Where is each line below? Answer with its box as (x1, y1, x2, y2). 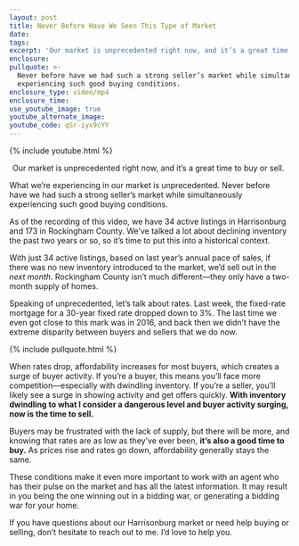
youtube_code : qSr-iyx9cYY (9, 121, 109, 130)
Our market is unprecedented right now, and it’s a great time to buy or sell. (12, 162, 285, 173)
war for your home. (9, 500, 80, 510)
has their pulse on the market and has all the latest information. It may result (9, 481, 287, 492)
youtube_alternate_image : (9, 112, 105, 121)
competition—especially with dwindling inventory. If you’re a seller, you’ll (9, 380, 276, 391)
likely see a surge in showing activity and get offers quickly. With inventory (9, 390, 287, 400)
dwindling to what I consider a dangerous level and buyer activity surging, (9, 399, 289, 409)
